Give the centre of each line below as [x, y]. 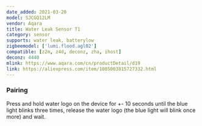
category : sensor [28, 35]
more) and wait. [26, 116]
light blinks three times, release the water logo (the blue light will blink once [101, 110]
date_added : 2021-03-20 [37, 12]
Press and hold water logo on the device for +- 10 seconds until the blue [97, 103]
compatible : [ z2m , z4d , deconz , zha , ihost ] [64, 52]
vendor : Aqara [24, 23]
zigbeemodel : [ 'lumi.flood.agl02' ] [52, 46]
